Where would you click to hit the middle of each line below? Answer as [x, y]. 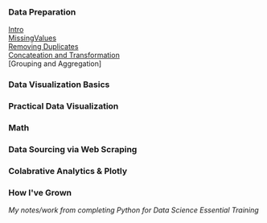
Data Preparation [42, 12]
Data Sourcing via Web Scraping [73, 149]
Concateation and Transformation [64, 56]
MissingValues [33, 38]
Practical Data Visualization [64, 106]
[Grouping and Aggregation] [55, 64]
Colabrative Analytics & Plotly [68, 171]
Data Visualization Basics [59, 85]
